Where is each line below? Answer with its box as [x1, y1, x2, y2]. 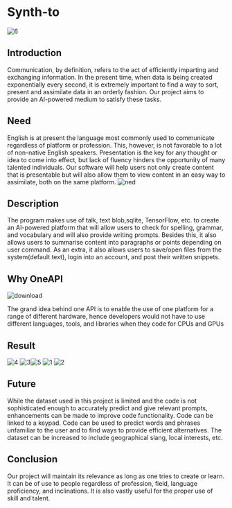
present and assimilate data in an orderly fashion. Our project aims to [7, 87, 204, 96]
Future [7, 378, 37, 390]
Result [7, 340, 36, 351]
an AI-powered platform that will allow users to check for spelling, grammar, [7, 223, 224, 232]
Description [7, 198, 59, 209]
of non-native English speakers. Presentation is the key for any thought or [7, 148, 218, 157]
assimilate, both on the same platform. [7, 177, 116, 186]
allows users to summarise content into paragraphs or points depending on [7, 238, 222, 247]
